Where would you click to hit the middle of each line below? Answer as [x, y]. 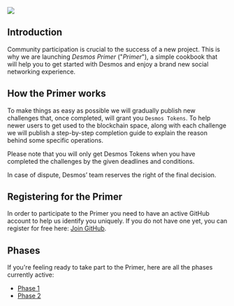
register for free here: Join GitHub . [57, 228]
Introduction [35, 33]
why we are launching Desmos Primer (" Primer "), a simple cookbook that [112, 57]
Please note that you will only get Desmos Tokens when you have [101, 153]
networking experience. [41, 71]
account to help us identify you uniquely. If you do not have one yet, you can [117, 221]
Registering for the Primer [65, 197]
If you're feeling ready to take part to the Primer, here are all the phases [110, 267]
